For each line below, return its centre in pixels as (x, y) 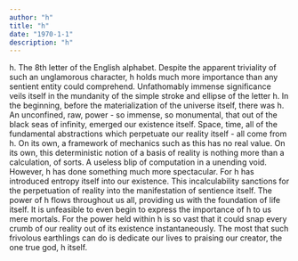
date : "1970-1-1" (41, 34)
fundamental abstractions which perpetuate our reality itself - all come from (148, 134)
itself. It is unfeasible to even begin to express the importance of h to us (141, 209)
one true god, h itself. (48, 248)
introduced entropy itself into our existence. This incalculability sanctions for (149, 181)
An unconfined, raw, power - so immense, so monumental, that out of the (143, 115)
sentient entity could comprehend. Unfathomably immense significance (140, 86)
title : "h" (29, 26)
